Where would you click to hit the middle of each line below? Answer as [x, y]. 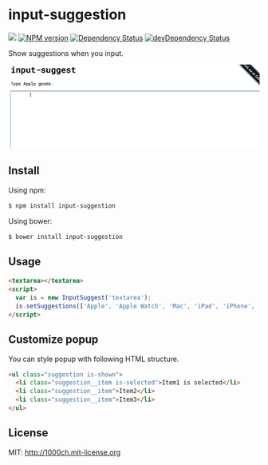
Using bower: [30, 221]
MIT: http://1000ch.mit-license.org [65, 452]
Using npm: [27, 190]
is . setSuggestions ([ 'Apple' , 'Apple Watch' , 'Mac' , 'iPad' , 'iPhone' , [135, 306]
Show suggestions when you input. [66, 53]
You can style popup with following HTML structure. [94, 359]
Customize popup [53, 340]
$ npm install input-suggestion [62, 205]
